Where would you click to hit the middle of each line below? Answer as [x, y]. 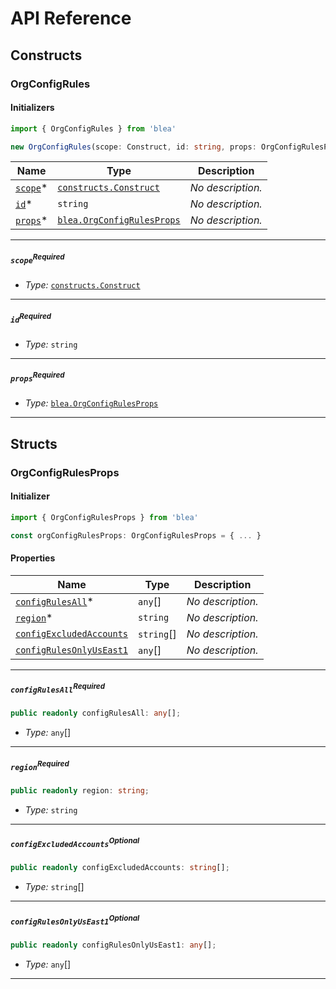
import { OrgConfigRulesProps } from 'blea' [104, 517]
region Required [40, 765]
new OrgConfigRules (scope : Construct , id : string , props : [133, 147]
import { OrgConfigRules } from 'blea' [93, 128]
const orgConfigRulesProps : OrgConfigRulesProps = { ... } [136, 535]
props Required [37, 377]
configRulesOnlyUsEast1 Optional [75, 920]
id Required [31, 318]
